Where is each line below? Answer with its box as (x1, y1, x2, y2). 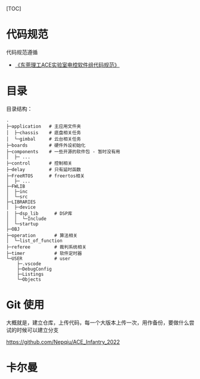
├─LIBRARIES (6, 199, 36, 205)
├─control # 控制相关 (6, 160, 73, 166)
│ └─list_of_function (6, 238, 63, 244)
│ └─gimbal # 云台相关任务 (6, 136, 82, 142)
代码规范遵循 (6, 48, 38, 55)
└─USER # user (6, 256, 70, 262)
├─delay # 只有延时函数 (6, 166, 82, 172)
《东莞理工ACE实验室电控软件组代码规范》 (14, 61, 120, 68)
